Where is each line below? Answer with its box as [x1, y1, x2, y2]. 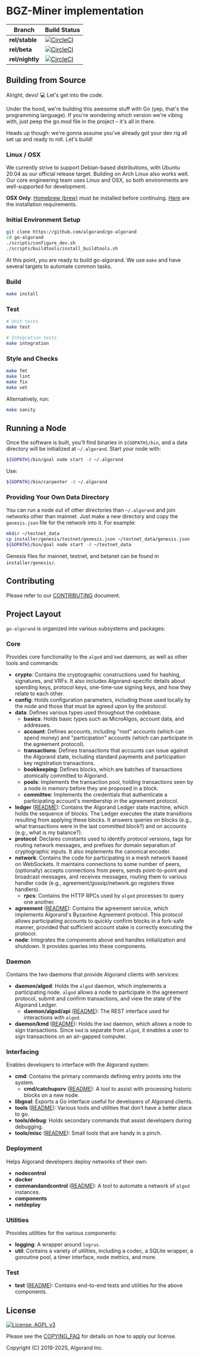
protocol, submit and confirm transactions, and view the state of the [14, 995, 181, 1002]
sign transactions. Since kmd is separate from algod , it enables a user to [14, 1027, 189, 1034]
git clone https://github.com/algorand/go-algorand [6, 229, 137, 235]
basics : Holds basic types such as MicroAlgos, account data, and [23, 715, 184, 722]
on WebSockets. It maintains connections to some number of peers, [14, 860, 181, 867]
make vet [6, 385, 28, 391]
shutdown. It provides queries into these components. [14, 942, 147, 949]
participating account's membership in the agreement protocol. [23, 797, 179, 804]
